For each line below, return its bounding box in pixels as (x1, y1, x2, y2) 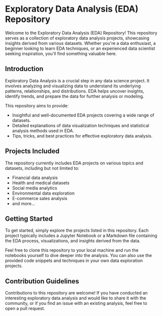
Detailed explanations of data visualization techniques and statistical (12, 122, 149, 128)
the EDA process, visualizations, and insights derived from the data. (5, 238, 141, 244)
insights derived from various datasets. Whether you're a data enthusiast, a (5, 40, 156, 46)
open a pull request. (5, 306, 45, 312)
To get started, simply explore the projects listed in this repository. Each (5, 228, 149, 234)
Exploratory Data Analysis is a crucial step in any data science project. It (5, 78, 150, 83)
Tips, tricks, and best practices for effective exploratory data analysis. (12, 133, 153, 138)
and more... (12, 200, 36, 206)
